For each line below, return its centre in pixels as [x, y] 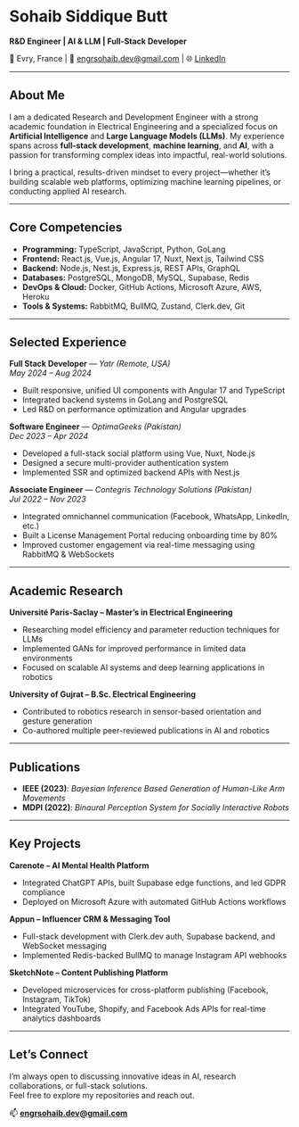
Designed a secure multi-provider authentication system [125, 463]
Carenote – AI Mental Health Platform [79, 865]
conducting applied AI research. [68, 191]
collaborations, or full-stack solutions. [79, 1085]
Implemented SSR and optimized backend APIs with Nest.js [131, 472]
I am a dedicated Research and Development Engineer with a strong [134, 117]
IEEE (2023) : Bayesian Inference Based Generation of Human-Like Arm [154, 788]
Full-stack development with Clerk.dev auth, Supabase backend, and [149, 936]
